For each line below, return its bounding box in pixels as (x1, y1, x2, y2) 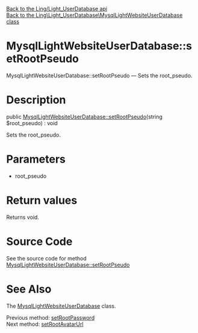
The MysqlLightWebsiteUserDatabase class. (6, 302, 116, 309)
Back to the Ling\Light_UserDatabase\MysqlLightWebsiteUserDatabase (6, 11, 183, 19)
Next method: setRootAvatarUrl (6, 320, 84, 328)
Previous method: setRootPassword (6, 314, 95, 321)
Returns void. (6, 213, 39, 221)
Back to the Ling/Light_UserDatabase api (6, 5, 107, 12)
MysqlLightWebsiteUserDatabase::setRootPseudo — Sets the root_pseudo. (6, 72, 193, 79)
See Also (6, 282, 52, 296)
